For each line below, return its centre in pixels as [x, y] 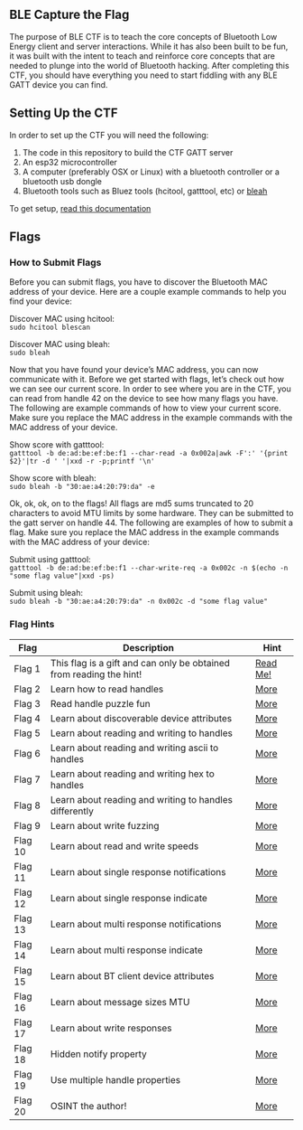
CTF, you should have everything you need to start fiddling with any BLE [143, 75]
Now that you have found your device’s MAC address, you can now [134, 370]
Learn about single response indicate [129, 898]
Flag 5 [27, 733]
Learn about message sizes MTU [120, 1002]
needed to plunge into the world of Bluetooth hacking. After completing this [150, 65]
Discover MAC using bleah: [60, 344]
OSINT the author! [88, 1106]
